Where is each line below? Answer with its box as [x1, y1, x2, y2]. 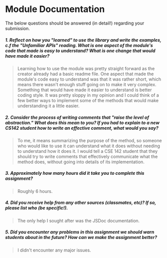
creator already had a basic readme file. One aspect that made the [17, 71, 154, 77]
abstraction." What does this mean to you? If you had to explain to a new [5, 119, 160, 126]
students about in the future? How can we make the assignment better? [5, 234, 158, 240]
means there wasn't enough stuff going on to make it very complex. [17, 81, 157, 87]
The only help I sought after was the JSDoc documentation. [17, 217, 140, 223]
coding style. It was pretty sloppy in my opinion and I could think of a [17, 92, 160, 98]
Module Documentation [5, 4, 105, 15]
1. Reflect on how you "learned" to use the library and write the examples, [5, 37, 162, 43]
